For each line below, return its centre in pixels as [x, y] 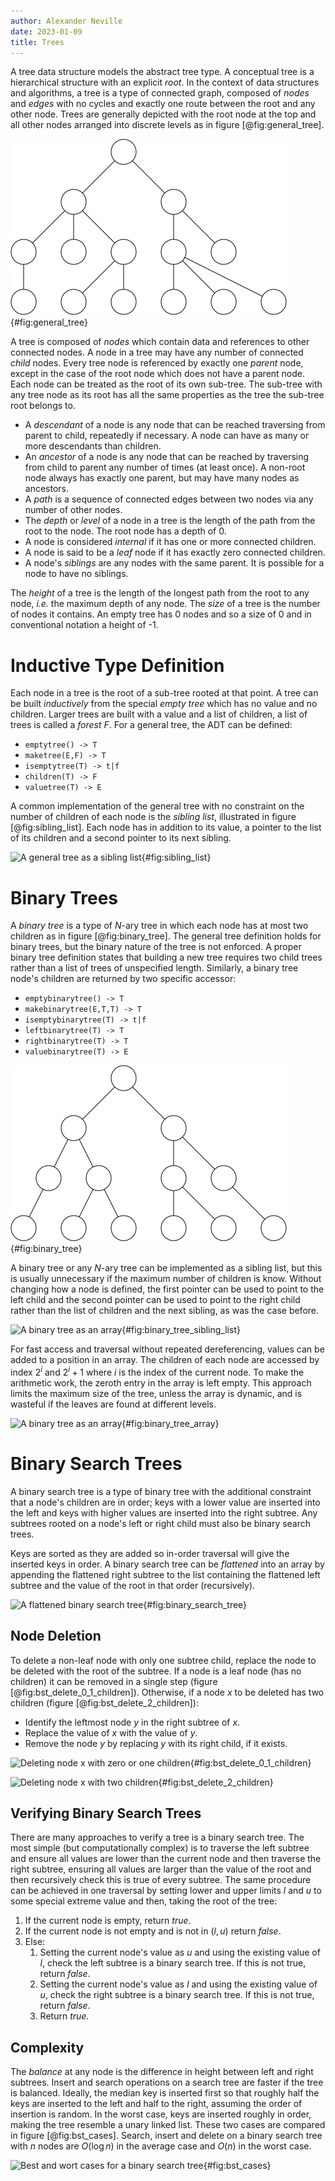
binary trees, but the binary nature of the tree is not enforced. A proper [156, 947]
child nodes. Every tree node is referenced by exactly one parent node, [157, 363]
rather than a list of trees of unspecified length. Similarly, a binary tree [154, 968]
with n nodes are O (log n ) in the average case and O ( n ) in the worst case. [161, 2146]
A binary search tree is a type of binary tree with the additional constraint [161, 1491]
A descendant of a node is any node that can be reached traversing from [175, 425]
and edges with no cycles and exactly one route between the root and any [163, 104]
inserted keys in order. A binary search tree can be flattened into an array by [167, 1564]
